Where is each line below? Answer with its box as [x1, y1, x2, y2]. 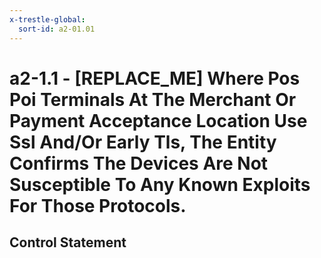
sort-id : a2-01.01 [18, 24, 96, 34]
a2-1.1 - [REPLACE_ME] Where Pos [9, 67, 301, 90]
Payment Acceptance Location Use [9, 109, 308, 132]
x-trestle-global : [9, 14, 86, 25]
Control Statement [9, 234, 127, 251]
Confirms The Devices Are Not [9, 152, 269, 175]
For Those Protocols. [9, 194, 187, 217]
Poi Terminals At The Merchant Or [9, 88, 297, 111]
